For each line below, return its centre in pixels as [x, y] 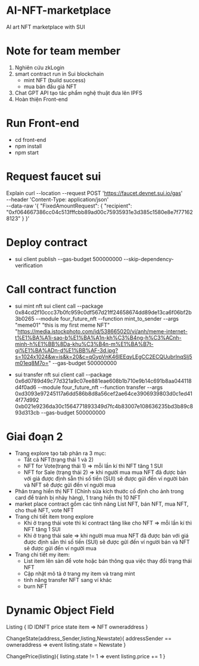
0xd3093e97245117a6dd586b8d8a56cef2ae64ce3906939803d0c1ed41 [103, 394]
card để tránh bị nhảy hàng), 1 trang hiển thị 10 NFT [78, 497]
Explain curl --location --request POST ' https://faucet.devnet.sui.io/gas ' [94, 193]
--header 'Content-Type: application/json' [57, 199]
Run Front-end [43, 123]
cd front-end [30, 140]
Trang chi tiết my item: [42, 555]
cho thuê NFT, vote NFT [44, 510]
